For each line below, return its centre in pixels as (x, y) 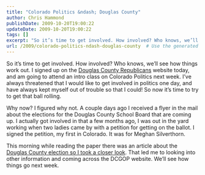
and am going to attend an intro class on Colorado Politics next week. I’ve (99, 76)
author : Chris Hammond (35, 18)
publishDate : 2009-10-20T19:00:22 (50, 23)
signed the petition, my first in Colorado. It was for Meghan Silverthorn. (96, 134)
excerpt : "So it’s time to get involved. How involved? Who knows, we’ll (102, 40)
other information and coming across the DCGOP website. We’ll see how (98, 158)
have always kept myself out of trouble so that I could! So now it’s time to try (102, 89)
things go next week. (33, 165)
